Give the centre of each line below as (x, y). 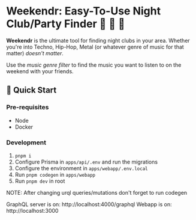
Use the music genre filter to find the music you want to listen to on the (94, 65)
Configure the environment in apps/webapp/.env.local (81, 168)
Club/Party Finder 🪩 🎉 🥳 (66, 24)
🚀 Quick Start (31, 90)
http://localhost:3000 (32, 210)
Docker (24, 127)
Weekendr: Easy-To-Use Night (83, 11)
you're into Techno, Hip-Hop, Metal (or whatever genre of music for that (95, 47)
